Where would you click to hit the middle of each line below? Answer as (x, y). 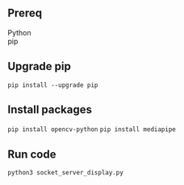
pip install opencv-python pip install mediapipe (92, 129)
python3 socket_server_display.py (66, 173)
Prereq (25, 13)
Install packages (50, 110)
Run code (32, 154)
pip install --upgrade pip (53, 85)
